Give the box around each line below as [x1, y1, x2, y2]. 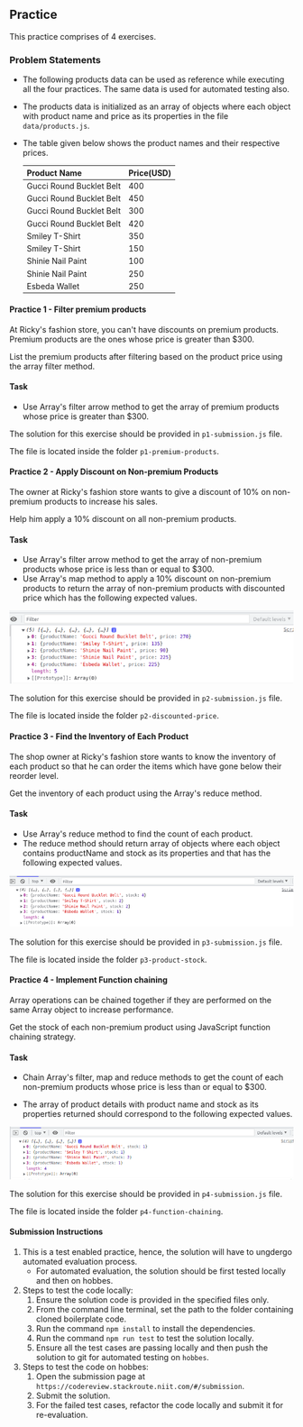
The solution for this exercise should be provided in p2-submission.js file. [9, 693, 283, 704]
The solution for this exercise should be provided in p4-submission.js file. [9, 1188, 283, 1199]
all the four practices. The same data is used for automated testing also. [22, 84, 290, 95]
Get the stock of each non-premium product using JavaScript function [9, 1021, 271, 1032]
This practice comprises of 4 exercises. [9, 31, 156, 41]
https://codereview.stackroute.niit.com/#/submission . [35, 1380, 245, 1391]
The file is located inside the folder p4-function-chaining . [9, 1205, 224, 1216]
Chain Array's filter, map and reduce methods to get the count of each [22, 1072, 284, 1083]
